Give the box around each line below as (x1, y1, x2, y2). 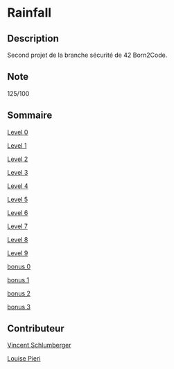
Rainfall (7, 5, 52, 21)
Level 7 (7, 222, 28, 230)
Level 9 (7, 248, 28, 257)
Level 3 (7, 168, 28, 176)
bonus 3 (7, 302, 31, 311)
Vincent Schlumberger (7, 341, 71, 350)
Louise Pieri (7, 354, 41, 363)
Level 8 (7, 235, 28, 243)
